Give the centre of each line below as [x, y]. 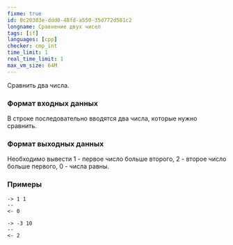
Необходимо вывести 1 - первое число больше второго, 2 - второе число [117, 159]
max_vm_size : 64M [32, 65]
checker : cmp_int [32, 46]
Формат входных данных [53, 103]
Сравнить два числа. [38, 85]
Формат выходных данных [56, 143]
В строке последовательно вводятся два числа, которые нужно [102, 118]
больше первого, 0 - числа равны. [58, 166]
